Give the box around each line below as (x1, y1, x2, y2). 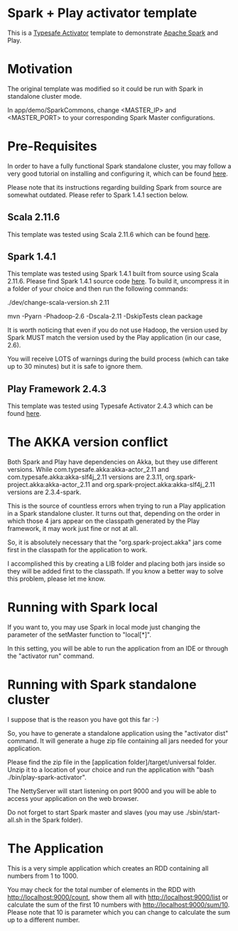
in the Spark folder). (24, 816, 83, 824)
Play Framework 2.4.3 (7, 382, 107, 395)
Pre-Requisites (7, 139, 97, 154)
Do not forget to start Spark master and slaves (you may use (7, 808, 184, 817)
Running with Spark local (7, 599, 158, 615)
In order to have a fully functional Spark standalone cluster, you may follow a (7, 161, 232, 170)
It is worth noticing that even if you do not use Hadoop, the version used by (7, 325, 228, 335)
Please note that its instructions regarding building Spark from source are (7, 183, 222, 191)
